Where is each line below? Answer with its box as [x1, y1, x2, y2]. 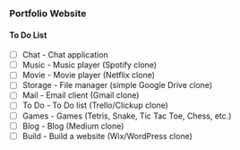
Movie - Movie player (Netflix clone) [21, 70, 155, 81]
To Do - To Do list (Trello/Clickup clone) [21, 100, 168, 110]
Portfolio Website [9, 7, 87, 20]
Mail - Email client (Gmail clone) [21, 90, 140, 101]
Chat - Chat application [21, 49, 109, 60]
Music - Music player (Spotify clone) [21, 59, 158, 70]
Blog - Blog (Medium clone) [21, 120, 124, 131]
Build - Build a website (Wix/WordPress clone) [21, 130, 193, 141]
